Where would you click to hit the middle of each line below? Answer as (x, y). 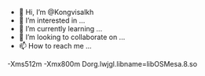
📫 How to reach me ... (55, 46)
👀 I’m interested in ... (52, 20)
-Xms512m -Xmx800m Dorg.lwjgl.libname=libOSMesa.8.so (102, 64)
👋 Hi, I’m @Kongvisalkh (56, 12)
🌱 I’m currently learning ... (60, 29)
